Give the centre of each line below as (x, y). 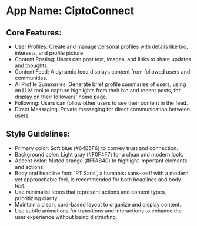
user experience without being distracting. (66, 217)
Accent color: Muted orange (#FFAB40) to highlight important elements (101, 161)
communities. (31, 78)
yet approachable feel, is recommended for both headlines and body (98, 179)
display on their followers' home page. (61, 97)
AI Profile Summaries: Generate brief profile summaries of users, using (100, 84)
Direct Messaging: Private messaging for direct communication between (102, 109)
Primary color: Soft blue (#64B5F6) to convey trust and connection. (96, 148)
